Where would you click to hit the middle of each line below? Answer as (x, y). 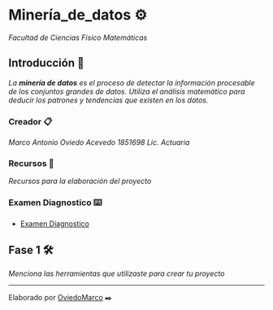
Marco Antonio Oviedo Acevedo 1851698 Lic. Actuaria (99, 142)
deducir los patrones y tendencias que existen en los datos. (108, 100)
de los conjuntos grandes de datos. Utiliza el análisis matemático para (127, 91)
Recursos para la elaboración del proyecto (80, 181)
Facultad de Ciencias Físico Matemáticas (78, 37)
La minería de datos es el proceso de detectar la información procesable (132, 82)
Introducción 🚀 (46, 63)
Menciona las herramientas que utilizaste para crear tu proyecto (117, 273)
